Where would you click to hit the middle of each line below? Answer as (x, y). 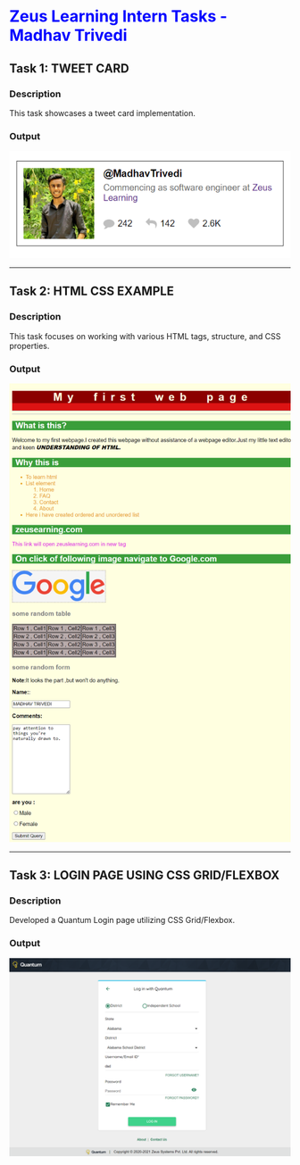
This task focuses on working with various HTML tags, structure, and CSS (145, 336)
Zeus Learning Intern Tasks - (118, 17)
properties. (29, 345)
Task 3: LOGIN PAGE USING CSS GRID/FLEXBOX (145, 875)
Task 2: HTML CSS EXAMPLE (92, 291)
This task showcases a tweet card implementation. (103, 112)
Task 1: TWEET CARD (69, 68)
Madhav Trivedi (68, 35)
